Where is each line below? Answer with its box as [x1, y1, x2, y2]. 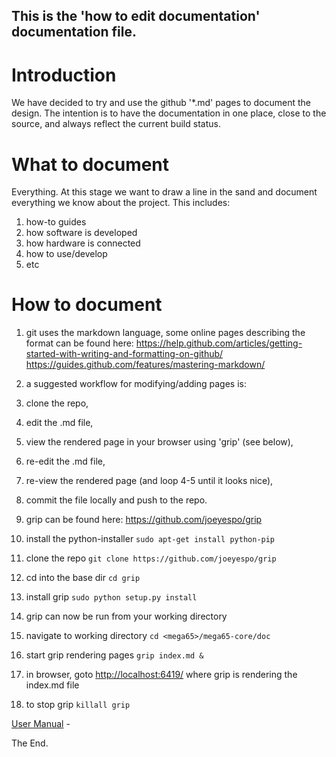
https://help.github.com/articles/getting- [135, 337, 303, 349]
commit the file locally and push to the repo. [25, 494, 208, 506]
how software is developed [25, 227, 138, 239]
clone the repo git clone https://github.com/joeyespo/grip [25, 552, 277, 564]
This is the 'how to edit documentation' [11, 8, 261, 25]
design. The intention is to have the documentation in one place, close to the [11, 107, 327, 119]
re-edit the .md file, [25, 455, 106, 468]
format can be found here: [25, 337, 134, 349]
